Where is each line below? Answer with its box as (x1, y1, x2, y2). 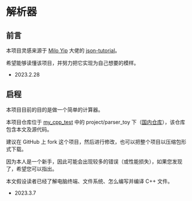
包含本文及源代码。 (6, 126, 53, 133)
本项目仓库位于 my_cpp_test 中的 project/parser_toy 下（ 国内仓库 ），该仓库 (6, 118, 186, 126)
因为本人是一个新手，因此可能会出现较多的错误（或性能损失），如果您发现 (6, 158, 183, 165)
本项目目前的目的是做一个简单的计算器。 (6, 106, 103, 113)
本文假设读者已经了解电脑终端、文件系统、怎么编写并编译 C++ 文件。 (6, 178, 173, 185)
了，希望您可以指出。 (6, 165, 57, 172)
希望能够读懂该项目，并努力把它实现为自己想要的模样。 (6, 60, 139, 66)
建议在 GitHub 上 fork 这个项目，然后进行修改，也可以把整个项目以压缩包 (6, 138, 181, 145)
